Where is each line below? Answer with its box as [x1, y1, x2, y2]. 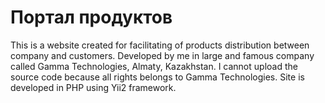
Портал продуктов [10, 6, 173, 29]
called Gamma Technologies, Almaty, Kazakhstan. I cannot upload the [10, 60, 298, 72]
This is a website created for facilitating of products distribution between [10, 39, 310, 51]
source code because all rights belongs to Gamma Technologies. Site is [10, 71, 305, 83]
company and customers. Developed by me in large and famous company [10, 49, 315, 61]
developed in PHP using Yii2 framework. [10, 81, 177, 93]
